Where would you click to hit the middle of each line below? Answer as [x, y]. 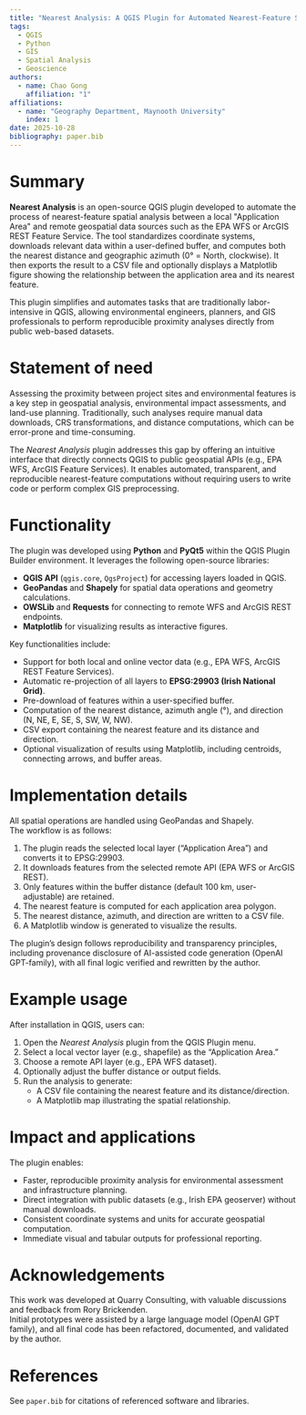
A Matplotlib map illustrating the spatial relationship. [133, 1100]
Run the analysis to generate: [77, 1080]
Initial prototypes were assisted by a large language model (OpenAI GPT [145, 1319]
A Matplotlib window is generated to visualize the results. [130, 925]
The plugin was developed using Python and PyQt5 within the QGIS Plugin [150, 550]
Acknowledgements [87, 1275]
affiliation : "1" [59, 94]
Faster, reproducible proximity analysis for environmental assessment [153, 1180]
